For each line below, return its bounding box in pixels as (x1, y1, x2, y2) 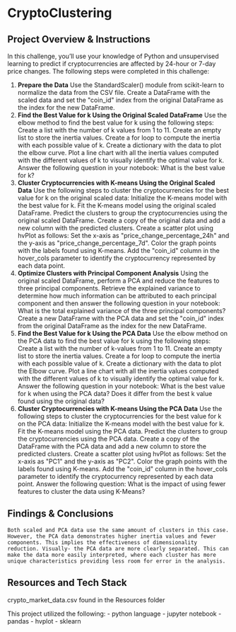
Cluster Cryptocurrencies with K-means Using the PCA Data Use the (17, 405, 223, 412)
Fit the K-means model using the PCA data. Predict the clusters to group (17, 427, 228, 435)
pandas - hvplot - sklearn (7, 616, 81, 625)
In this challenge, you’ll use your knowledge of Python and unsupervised (7, 52, 219, 60)
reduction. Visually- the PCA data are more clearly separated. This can (7, 545, 230, 552)
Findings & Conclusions (7, 508, 114, 520)
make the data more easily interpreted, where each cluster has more (7, 551, 217, 558)
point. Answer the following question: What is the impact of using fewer (17, 480, 226, 488)
